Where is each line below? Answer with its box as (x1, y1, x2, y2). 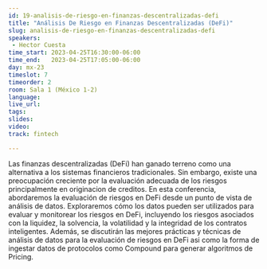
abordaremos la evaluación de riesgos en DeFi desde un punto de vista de (8, 193, 253, 202)
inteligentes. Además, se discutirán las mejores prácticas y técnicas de (8, 226, 241, 236)
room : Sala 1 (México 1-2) (8, 85, 98, 94)
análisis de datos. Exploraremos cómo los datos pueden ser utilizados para (8, 201, 254, 211)
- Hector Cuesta (11, 41, 66, 49)
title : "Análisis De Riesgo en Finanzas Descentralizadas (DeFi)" (8, 19, 234, 27)
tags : (8, 108, 26, 116)
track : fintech (8, 130, 59, 138)
